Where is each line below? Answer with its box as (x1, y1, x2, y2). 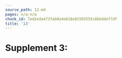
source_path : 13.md (5, 7, 46, 12)
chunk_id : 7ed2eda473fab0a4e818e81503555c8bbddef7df (5, 16, 117, 21)
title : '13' (5, 21, 30, 26)
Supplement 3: (5, 43, 68, 54)
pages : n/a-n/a (5, 12, 37, 17)
